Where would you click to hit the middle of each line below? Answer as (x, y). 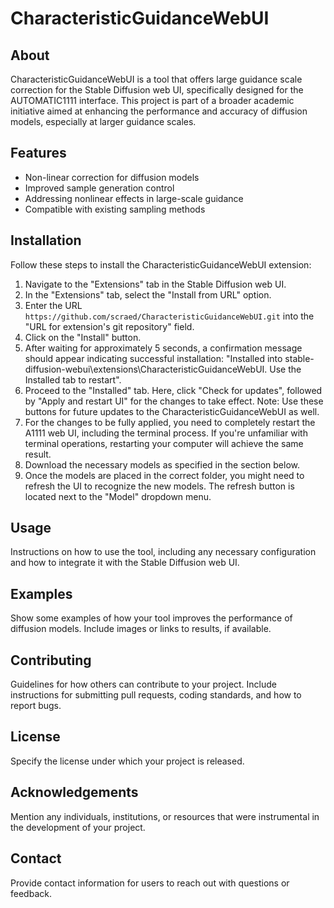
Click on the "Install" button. (83, 337)
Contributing (51, 660)
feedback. (31, 893)
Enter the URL (53, 305)
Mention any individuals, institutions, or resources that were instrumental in (165, 816)
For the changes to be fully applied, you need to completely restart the (170, 422)
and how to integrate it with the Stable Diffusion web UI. (125, 563)
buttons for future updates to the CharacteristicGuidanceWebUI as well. (172, 411)
